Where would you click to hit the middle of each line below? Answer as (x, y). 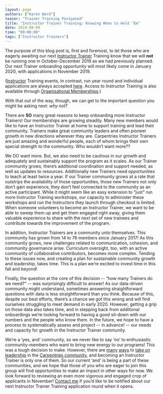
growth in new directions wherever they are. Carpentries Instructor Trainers (81, 136)
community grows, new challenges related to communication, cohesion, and (81, 243)
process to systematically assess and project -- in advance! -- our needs (78, 325)
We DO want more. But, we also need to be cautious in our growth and (76, 156)
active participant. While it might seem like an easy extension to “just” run (79, 192)
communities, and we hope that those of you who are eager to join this (76, 365)
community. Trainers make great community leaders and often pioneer (76, 131)
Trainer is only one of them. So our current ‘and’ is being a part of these (77, 360)
